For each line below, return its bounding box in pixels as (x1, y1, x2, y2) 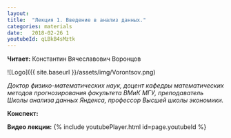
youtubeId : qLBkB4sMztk (7, 36, 76, 43)
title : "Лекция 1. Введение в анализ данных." (7, 17, 147, 23)
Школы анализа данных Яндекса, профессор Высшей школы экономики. (7, 96, 224, 104)
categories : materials (7, 23, 72, 30)
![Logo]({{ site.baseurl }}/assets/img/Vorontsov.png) (7, 68, 156, 77)
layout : (7, 10, 30, 17)
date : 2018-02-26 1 (7, 29, 70, 37)
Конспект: (7, 110, 39, 118)
